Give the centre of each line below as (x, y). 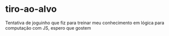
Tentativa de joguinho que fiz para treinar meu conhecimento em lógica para (85, 23)
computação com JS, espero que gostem (48, 28)
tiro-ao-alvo (31, 9)
